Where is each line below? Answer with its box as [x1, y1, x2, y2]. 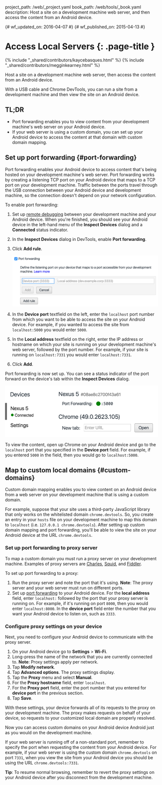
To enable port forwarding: [5, 202, 59, 208]
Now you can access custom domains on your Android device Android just [5, 724, 154, 730]
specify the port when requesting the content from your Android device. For [5, 744, 157, 750]
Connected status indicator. [12, 227, 68, 233]
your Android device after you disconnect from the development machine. [5, 774, 153, 780]
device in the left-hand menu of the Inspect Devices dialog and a [12, 221, 143, 227]
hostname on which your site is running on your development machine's [12, 341, 157, 347]
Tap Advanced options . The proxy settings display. [12, 669, 115, 675]
